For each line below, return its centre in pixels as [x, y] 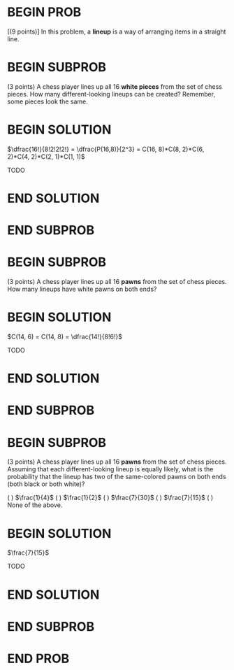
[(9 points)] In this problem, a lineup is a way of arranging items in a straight [117, 31]
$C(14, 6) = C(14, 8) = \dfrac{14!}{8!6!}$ [65, 337]
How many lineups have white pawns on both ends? [82, 289]
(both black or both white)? [46, 484]
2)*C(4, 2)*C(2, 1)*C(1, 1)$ [46, 156]
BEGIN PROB [44, 12]
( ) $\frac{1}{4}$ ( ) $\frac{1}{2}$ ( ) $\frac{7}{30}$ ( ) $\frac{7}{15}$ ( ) [110, 498]
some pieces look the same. [48, 101]
